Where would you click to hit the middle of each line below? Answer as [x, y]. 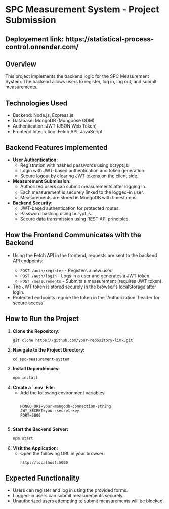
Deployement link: [35, 39]
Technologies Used [36, 103]
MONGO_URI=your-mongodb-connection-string [66, 406]
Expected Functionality [43, 478]
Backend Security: [32, 203]
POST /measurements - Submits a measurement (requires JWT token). [91, 281]
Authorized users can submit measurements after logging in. [83, 187]
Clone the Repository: [36, 331]
